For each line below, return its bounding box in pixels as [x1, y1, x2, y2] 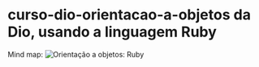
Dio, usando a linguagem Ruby [7, 23, 217, 41]
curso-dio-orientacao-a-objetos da [7, 6, 251, 24]
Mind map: [7, 49, 44, 59]
